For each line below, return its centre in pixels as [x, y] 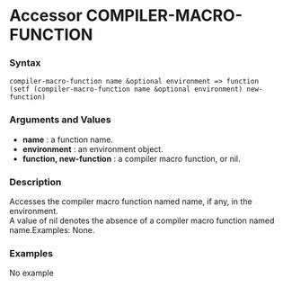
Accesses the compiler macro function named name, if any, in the [131, 202]
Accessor [46, 16]
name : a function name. [68, 139]
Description [35, 182]
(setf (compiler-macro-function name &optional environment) [126, 90]
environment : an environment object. [93, 148]
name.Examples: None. [52, 230]
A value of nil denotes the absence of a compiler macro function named [142, 220]
